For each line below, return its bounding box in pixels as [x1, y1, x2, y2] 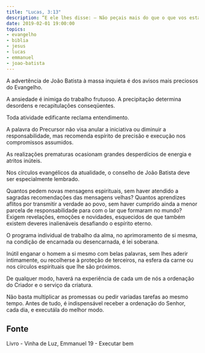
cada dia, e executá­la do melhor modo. [6, 306, 104, 313]
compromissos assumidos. [6, 138, 74, 146]
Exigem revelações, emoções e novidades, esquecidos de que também [6, 213, 185, 220]
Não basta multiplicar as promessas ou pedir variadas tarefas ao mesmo [6, 293, 189, 300]
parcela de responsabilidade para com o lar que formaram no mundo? [6, 206, 182, 214]
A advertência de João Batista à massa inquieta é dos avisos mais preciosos [6, 77, 198, 84]
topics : [6, 26, 26, 32]
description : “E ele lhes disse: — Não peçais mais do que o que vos [6, 15, 187, 21]
